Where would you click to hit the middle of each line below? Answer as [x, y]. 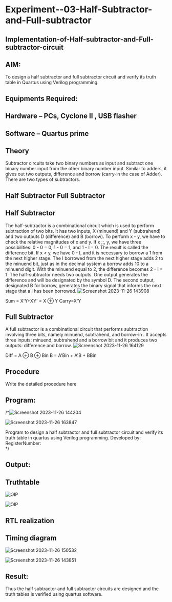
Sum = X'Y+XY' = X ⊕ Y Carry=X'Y [43, 300]
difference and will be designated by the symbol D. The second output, [80, 280]
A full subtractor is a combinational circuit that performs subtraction [77, 329]
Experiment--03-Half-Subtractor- [79, 9]
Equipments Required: [41, 98]
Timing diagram [31, 538]
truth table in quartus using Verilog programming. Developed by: [73, 438]
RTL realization [30, 521]
